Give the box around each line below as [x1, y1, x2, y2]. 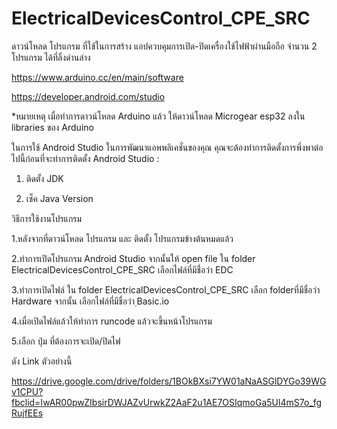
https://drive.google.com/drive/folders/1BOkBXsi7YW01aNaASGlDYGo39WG [11, 375, 327, 387]
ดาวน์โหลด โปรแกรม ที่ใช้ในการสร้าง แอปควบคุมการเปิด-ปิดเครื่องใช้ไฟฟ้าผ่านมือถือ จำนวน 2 [11, 40, 318, 52]
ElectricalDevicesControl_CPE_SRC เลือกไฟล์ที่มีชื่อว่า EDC [11, 263, 234, 276]
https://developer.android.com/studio [11, 90, 166, 102]
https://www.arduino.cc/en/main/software [11, 71, 184, 83]
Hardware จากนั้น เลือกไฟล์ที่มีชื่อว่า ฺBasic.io [11, 295, 170, 307]
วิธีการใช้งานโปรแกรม [11, 212, 83, 224]
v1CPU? [11, 385, 44, 397]
